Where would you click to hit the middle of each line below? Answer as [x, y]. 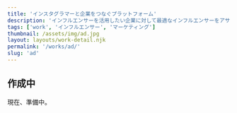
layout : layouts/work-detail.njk [57, 40]
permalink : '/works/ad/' [44, 47]
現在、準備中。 [29, 102]
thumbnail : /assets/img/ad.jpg [53, 34]
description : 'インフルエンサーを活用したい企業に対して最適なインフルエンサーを [114, 20]
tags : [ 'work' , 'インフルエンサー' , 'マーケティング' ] [81, 27]
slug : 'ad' [23, 54]
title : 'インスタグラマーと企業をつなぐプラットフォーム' [82, 14]
